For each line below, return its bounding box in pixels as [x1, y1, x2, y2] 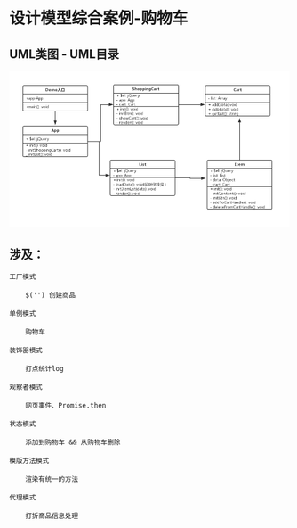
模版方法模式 [9, 457, 50, 466]
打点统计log [25, 365, 64, 374]
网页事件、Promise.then [25, 401, 107, 410]
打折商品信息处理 [25, 512, 78, 521]
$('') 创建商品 [25, 291, 76, 300]
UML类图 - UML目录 [9, 46, 120, 62]
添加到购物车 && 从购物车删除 [25, 438, 121, 447]
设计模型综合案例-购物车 [9, 8, 189, 29]
